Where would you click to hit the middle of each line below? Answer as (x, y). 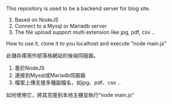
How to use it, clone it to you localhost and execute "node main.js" (87, 44)
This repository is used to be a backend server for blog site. (78, 8)
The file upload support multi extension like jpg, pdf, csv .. (85, 32)
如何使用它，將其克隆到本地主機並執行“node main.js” (70, 95)
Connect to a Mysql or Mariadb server (61, 26)
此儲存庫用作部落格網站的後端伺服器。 (52, 56)
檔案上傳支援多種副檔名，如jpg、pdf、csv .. (68, 82)
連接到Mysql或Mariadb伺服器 (50, 75)
